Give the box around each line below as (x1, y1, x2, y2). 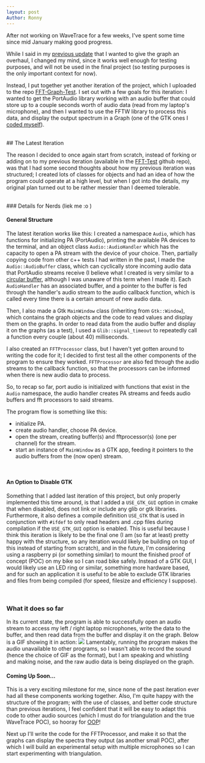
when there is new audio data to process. (6, 371, 111, 378)
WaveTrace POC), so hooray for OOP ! (6, 718, 101, 726)
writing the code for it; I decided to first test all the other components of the (6, 351, 197, 359)
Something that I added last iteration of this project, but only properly (6, 492, 181, 499)
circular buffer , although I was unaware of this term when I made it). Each (6, 275, 192, 283)
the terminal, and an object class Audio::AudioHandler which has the (6, 243, 179, 250)
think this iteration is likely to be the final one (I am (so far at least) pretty (6, 531, 189, 538)
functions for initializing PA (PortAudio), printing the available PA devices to (6, 236, 196, 243)
